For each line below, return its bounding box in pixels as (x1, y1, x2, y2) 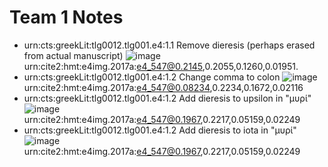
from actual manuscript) (23, 49, 124, 61)
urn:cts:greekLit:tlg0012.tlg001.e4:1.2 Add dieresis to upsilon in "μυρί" (23, 92, 312, 104)
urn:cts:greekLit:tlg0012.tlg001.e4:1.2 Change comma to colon (23, 71, 281, 83)
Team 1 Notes (9, 6, 124, 29)
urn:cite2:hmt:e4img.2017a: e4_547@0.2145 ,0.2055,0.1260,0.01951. (23, 60, 299, 72)
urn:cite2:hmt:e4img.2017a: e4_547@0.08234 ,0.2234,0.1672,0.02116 (23, 81, 304, 93)
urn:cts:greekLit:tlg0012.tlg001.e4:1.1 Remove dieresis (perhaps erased (23, 39, 316, 51)
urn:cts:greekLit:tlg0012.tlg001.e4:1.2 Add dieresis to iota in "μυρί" (23, 124, 297, 136)
